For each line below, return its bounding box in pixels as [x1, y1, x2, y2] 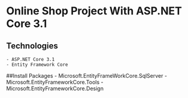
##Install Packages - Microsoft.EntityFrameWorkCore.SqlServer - [6, 72, 168, 79]
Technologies [6, 41, 59, 51]
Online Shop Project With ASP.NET [6, 4, 183, 18]
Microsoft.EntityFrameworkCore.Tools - [6, 79, 104, 85]
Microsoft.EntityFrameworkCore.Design [6, 85, 104, 92]
